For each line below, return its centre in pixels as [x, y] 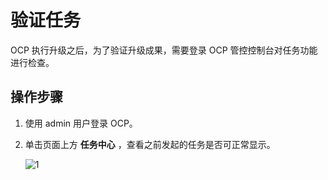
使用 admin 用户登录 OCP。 [81, 123]
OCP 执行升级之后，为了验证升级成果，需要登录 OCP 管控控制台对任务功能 [164, 50]
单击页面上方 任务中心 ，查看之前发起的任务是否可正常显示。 [150, 144]
